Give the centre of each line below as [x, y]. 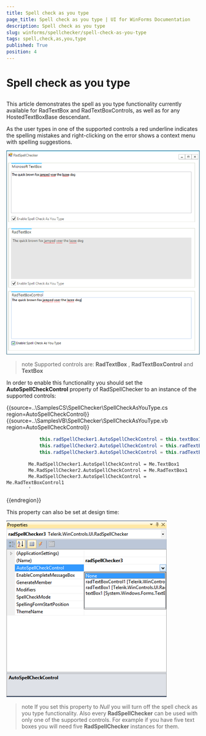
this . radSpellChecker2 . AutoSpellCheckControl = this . [109, 445]
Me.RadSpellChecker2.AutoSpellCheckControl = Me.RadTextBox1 [108, 470]
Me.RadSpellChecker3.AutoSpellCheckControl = [88, 476]
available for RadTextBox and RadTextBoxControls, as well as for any [93, 111]
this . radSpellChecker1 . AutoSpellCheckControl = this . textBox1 [120, 439]
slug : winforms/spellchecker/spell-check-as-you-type [77, 33]
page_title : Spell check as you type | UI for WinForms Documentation [98, 19]
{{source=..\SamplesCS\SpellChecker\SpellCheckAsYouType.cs [87, 408]
